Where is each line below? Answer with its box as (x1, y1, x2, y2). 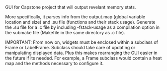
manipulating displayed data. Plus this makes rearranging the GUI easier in (5, 50, 158, 56)
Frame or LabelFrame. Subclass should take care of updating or (5, 45, 136, 50)
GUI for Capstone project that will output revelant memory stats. (5, 4, 136, 10)
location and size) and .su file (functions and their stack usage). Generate (5, 19, 156, 25)
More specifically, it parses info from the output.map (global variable (5, 14, 146, 19)
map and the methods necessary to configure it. (5, 61, 104, 66)
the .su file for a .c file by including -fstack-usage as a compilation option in (5, 24, 160, 30)
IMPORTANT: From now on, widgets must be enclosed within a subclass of (5, 39, 158, 45)
